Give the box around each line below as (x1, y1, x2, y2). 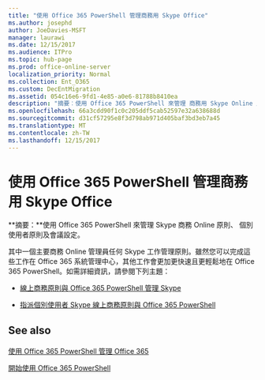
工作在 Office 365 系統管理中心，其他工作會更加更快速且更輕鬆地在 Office (14, 257, 255, 266)
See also (8, 323, 51, 337)
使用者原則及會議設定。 (8, 230, 84, 239)
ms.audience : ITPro (8, 48, 73, 56)
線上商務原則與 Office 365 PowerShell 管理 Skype (19, 284, 181, 293)
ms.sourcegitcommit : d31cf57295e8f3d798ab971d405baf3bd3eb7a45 (8, 115, 221, 122)
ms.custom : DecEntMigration (8, 85, 101, 93)
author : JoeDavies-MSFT (8, 26, 87, 34)
